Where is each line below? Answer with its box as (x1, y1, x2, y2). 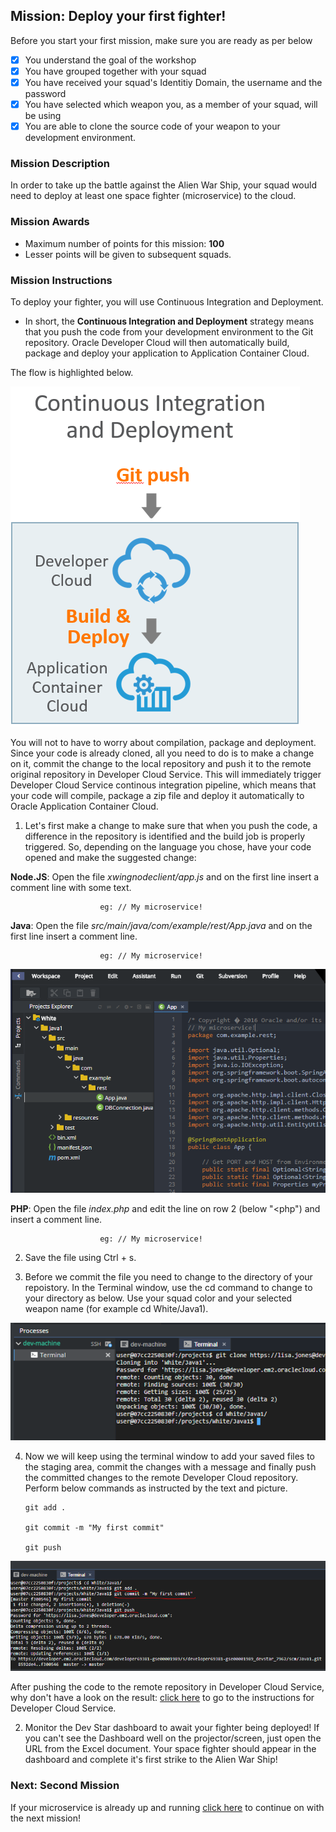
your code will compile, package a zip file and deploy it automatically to (10, 790, 305, 802)
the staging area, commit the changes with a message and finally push (24, 1461, 317, 1473)
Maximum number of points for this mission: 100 (24, 237, 225, 249)
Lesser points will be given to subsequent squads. (24, 248, 232, 260)
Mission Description (10, 157, 110, 171)
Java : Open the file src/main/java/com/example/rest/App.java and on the (10, 920, 313, 932)
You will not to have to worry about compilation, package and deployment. (10, 737, 317, 749)
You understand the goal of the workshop (24, 54, 197, 66)
